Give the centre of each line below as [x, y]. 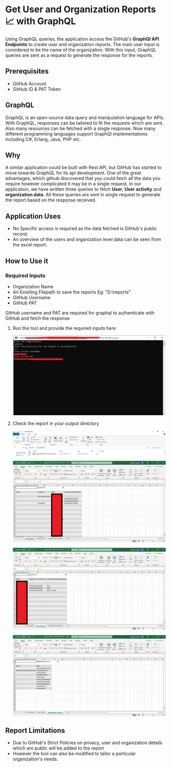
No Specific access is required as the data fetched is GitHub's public [85, 229]
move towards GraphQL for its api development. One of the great [73, 173]
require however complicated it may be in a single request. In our [73, 184]
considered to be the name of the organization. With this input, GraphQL [81, 50]
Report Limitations [35, 730]
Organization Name [33, 286]
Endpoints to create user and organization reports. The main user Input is [82, 44]
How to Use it [27, 261]
